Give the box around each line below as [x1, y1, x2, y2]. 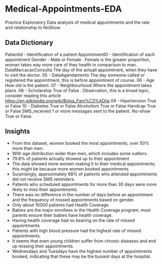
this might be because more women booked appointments [12, 166, 129, 171]
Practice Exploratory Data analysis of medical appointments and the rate [5, 19, 150, 25]
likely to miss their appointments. [12, 186, 79, 192]
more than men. [12, 145, 44, 151]
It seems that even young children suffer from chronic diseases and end [12, 238, 156, 244]
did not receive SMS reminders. [12, 176, 76, 182]
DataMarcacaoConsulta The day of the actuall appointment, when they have [5, 67, 158, 73]
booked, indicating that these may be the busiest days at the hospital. [12, 253, 151, 259]
